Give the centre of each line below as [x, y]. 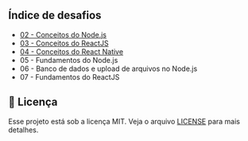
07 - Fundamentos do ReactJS [70, 76]
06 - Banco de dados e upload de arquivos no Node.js [108, 69]
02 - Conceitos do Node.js [63, 34]
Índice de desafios [55, 16]
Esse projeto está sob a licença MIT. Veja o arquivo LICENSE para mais [124, 121]
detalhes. [23, 130]
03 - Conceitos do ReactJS [64, 43]
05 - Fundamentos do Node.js [69, 60]
